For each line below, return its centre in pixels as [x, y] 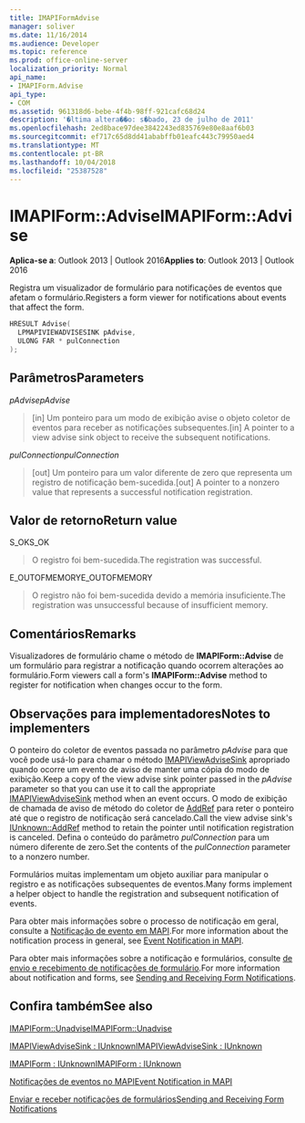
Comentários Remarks [73, 634]
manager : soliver [42, 26]
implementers [50, 728]
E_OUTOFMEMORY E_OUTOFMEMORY [81, 578]
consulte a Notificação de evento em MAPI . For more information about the [149, 931]
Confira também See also [81, 1007]
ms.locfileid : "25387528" [58, 171]
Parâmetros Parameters [77, 378]
